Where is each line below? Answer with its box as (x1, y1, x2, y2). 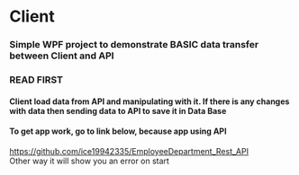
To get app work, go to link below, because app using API (9, 126, 227, 136)
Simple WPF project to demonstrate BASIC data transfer (9, 39, 259, 51)
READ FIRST (9, 74, 64, 86)
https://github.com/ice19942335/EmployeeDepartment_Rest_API (9, 145, 249, 156)
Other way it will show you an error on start (9, 155, 169, 166)
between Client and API (9, 49, 114, 62)
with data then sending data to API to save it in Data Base (9, 105, 227, 116)
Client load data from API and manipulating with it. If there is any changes (9, 96, 290, 107)
